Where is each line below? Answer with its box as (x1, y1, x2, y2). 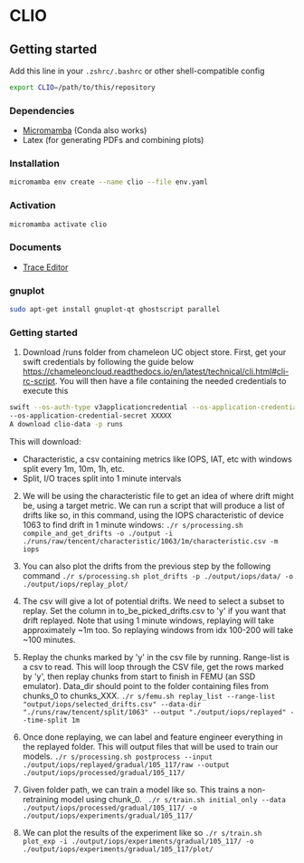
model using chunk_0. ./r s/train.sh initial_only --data (60, 793, 287, 804)
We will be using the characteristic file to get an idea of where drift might (22, 490, 294, 501)
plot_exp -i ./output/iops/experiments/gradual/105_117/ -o (22, 837, 254, 846)
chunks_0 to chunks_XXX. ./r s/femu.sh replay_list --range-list (22, 690, 276, 701)
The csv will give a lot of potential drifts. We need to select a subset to (22, 595, 285, 607)
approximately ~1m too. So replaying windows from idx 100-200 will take (22, 624, 294, 635)
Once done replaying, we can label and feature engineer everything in (22, 731, 283, 743)
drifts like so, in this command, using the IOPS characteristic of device (22, 509, 284, 521)
